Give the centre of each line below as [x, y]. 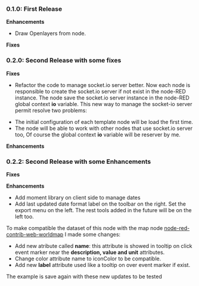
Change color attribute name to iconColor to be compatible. [88, 259]
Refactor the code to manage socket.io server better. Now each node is [102, 85]
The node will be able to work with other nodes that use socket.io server [103, 128]
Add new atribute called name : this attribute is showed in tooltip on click [103, 245]
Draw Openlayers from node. [50, 33]
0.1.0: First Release [34, 9]
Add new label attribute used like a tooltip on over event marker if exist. [102, 265]
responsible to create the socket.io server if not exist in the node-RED [100, 91]
